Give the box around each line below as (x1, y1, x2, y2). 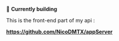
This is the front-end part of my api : (6, 17, 95, 23)
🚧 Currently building (6, 6, 58, 12)
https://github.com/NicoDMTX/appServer (6, 28, 113, 35)
